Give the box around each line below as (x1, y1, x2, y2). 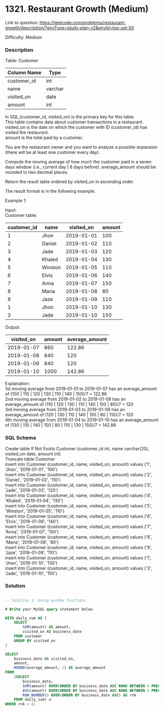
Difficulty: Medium (5, 34, 42, 40)
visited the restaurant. (5, 130, 49, 136)
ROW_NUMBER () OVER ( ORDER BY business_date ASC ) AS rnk (22, 692, 137, 698)
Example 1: (5, 198, 27, 204)
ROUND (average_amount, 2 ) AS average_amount (14, 665, 106, 670)
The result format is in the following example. (5, 188, 96, 194)
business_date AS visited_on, (14, 656, 76, 661)
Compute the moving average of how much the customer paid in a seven (5, 159, 152, 165)
